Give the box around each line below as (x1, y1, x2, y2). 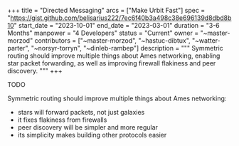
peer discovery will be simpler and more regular (17, 123, 159, 131)
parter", (7, 44, 30, 52)
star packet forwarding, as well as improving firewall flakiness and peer (7, 59, 216, 67)
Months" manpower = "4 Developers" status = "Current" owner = (7, 28, 199, 37)
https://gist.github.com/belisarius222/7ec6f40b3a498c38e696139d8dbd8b (10, 14, 232, 22)
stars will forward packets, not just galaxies (17, 108, 145, 116)
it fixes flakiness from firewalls (17, 115, 107, 124)
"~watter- (191, 36, 221, 45)
